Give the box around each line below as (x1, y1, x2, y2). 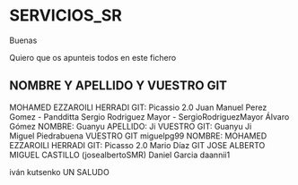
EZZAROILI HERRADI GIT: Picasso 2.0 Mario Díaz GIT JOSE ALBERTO (9, 139, 266, 150)
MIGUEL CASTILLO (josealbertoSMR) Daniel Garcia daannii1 (9, 149, 231, 160)
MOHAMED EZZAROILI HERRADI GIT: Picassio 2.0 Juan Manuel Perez (9, 102, 267, 113)
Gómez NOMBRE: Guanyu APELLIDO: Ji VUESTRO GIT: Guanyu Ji (9, 121, 252, 131)
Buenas (9, 35, 38, 46)
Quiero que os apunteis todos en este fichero (9, 52, 177, 63)
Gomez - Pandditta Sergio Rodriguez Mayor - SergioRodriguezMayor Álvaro (9, 111, 290, 122)
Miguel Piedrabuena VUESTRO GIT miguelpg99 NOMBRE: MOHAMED (9, 130, 267, 141)
